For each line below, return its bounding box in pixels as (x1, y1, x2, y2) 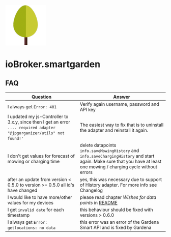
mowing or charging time (7, 158, 60, 165)
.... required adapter (7, 125, 56, 130)
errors (79, 169, 93, 175)
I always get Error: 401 (7, 104, 57, 110)
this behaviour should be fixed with (79, 206, 154, 213)
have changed (7, 187, 38, 193)
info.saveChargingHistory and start (79, 153, 155, 159)
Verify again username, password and (79, 101, 159, 107)
